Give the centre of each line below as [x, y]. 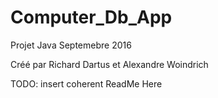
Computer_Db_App [91, 17]
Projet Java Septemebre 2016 [71, 45]
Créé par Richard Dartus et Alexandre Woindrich [109, 64]
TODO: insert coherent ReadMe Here [86, 83]
